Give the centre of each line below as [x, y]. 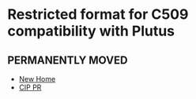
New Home [37, 79]
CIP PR [30, 87]
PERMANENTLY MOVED [68, 60]
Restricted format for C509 [98, 15]
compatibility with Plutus [91, 31]
